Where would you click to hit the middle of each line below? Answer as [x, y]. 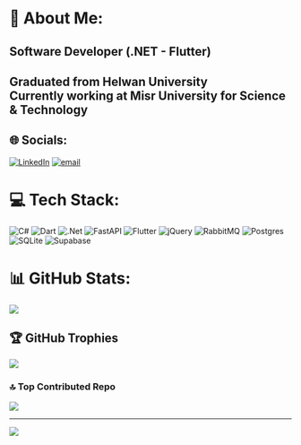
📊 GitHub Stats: [70, 278]
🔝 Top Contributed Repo [63, 387]
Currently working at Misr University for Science [148, 96]
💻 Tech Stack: [64, 200]
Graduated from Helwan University [108, 81]
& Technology [48, 110]
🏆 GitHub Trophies [64, 339]
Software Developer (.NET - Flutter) [111, 52]
